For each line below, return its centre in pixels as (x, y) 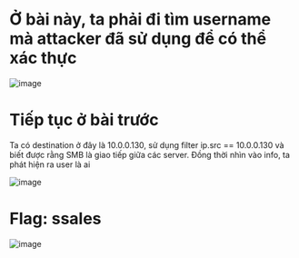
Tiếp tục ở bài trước (84, 120)
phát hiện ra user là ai (50, 164)
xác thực (43, 58)
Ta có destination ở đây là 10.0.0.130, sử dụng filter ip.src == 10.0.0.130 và (147, 144)
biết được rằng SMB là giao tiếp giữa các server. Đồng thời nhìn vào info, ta (150, 154)
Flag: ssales (55, 219)
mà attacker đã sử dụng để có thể (138, 39)
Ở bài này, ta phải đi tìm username (140, 20)
